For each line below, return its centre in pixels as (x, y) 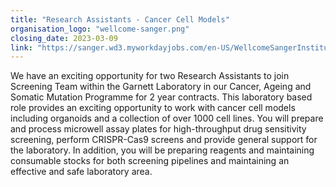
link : (21, 47)
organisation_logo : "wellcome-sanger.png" (100, 29)
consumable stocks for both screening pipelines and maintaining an (150, 161)
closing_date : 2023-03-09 (64, 38)
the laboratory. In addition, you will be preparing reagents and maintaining (162, 150)
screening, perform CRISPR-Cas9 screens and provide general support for (164, 140)
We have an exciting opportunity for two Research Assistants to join (150, 76)
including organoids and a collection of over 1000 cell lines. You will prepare (167, 118)
